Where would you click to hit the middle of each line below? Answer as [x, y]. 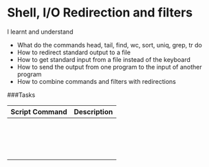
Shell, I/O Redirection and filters [100, 13]
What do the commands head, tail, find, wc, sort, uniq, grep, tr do [110, 45]
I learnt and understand [40, 32]
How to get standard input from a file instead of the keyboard [104, 59]
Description [93, 111]
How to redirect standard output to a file [74, 52]
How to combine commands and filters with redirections [97, 81]
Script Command [39, 111]
